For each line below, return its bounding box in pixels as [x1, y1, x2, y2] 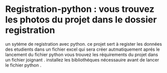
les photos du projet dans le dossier [5, 14, 157, 25]
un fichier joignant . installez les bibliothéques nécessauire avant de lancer [5, 57, 159, 63]
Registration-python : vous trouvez [5, 3, 154, 15]
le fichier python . [5, 62, 42, 68]
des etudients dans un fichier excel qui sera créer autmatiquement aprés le [5, 46, 160, 52]
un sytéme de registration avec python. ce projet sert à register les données [5, 41, 162, 47]
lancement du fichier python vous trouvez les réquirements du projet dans [5, 51, 158, 58]
